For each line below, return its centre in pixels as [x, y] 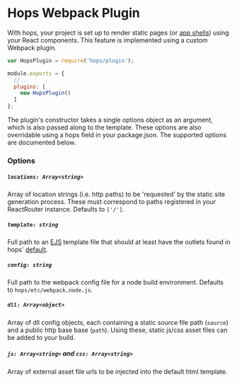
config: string [30, 265]
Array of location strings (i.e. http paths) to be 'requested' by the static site [116, 194]
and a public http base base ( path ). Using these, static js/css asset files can [117, 330]
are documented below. [42, 142]
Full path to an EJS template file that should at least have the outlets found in [119, 241]
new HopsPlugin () [46, 93]
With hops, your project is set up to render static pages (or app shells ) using [118, 33]
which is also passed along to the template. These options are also [104, 127]
